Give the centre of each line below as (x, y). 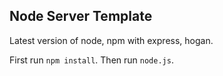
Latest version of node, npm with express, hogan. (111, 40)
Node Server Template (81, 16)
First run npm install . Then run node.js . (91, 60)
